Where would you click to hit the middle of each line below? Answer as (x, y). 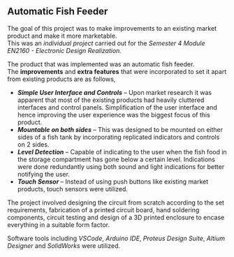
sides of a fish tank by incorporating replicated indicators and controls (118, 137)
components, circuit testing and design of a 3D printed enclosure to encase (116, 217)
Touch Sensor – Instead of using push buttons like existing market (113, 182)
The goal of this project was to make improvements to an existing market (112, 28)
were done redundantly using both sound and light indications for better (121, 166)
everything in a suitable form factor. (59, 225)
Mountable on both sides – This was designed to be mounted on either (120, 129)
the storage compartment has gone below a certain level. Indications (116, 159)
